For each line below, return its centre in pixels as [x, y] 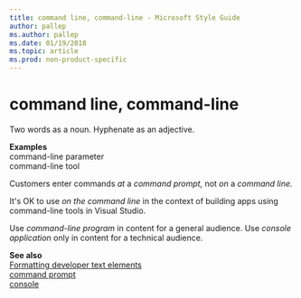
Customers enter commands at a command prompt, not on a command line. [151, 183]
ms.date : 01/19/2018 [48, 43]
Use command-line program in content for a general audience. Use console [150, 228]
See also [26, 255]
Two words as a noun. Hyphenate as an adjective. [102, 129]
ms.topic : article [44, 51]
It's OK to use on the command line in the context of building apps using [144, 200]
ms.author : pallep [44, 34]
